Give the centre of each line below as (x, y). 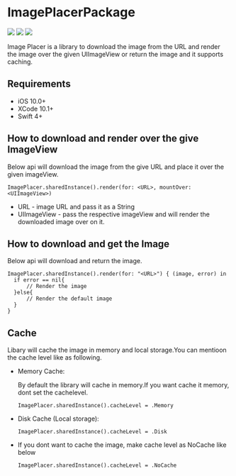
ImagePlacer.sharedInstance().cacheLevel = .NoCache (97, 465)
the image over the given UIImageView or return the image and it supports (116, 54)
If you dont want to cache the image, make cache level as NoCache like (122, 445)
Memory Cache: (41, 371)
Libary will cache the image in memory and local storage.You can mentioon (117, 350)
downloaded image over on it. (61, 221)
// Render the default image (69, 299)
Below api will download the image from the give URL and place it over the (116, 167)
